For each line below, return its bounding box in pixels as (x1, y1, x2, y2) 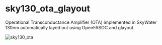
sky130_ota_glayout (5, 3, 91, 14)
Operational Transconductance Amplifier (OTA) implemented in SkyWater (5, 19, 157, 25)
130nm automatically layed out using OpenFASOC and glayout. (5, 24, 135, 30)
